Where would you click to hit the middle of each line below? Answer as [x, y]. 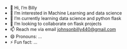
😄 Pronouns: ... [26, 36]
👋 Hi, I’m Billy [23, 8]
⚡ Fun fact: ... [23, 42]
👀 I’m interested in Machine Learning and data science [66, 13]
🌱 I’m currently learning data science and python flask [65, 18]
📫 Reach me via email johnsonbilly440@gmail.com [63, 29]
